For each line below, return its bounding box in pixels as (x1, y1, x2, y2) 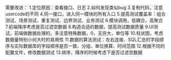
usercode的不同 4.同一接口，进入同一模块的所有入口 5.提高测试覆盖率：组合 (5, 11, 166, 17)
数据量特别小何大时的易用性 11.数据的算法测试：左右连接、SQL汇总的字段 (5, 36, 160, 43)
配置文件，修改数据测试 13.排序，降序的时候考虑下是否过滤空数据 (5, 49, 142, 55)
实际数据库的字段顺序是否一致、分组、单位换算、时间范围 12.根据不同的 (14, 43, 165, 49)
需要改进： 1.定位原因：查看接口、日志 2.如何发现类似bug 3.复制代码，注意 (5, 5, 163, 10)
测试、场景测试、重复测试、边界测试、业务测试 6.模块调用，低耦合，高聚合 (5, 17, 163, 23)
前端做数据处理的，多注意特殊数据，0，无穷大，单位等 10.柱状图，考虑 (14, 30, 163, 36)
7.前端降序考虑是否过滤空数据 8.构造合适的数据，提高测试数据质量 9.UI (5, 24, 154, 30)
